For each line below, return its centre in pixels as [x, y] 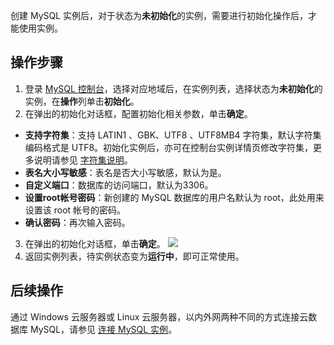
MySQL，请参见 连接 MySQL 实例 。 [103, 329]
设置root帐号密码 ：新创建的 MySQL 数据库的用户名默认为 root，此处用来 [174, 197]
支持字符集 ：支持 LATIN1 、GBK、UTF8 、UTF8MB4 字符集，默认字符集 [173, 135]
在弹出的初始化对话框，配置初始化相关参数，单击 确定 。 [138, 113]
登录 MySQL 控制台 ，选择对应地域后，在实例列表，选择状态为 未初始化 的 [173, 88]
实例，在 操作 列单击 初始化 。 [82, 101]
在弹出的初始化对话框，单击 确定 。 [95, 243]
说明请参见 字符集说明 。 [83, 160]
